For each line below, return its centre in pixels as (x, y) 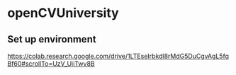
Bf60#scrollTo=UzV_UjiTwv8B (51, 64)
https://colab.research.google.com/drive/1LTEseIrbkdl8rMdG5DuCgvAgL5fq (118, 56)
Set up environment (52, 39)
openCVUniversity (63, 13)
